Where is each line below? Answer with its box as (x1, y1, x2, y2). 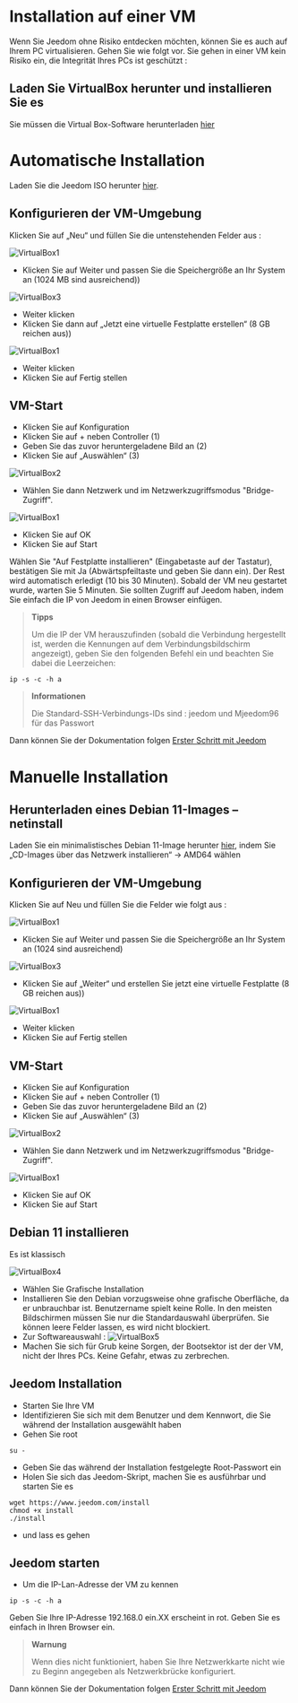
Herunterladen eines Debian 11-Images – (9, 802, 239, 817)
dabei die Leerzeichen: (30, 657, 116, 669)
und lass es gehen (21, 1529, 90, 1540)
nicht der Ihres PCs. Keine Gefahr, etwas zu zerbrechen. (21, 1350, 230, 1360)
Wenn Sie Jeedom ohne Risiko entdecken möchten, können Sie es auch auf (9, 36, 288, 47)
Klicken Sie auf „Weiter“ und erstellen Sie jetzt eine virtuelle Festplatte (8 (21, 978, 290, 989)
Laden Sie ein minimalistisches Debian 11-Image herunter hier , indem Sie (9, 840, 276, 851)
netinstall (9, 816, 64, 831)
